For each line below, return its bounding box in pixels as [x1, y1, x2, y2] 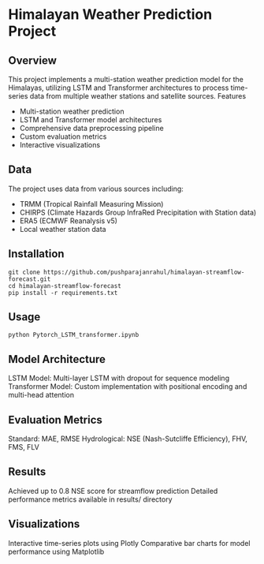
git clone [8, 268, 41, 276]
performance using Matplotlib [8, 547, 105, 556]
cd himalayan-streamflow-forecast [8, 282, 122, 289]
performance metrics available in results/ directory [8, 495, 173, 504]
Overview [8, 54, 58, 67]
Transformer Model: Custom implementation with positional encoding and [8, 382, 247, 391]
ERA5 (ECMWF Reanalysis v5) [19, 215, 118, 226]
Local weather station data [19, 224, 106, 233]
